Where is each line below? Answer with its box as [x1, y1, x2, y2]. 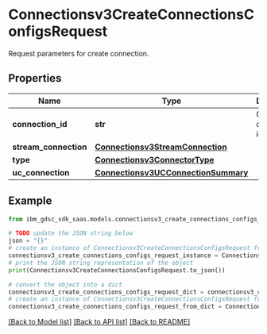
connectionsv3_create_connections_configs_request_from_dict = [8, 303, 222, 311]
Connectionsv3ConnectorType [95, 154, 215, 165]
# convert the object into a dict [8, 280, 123, 289]
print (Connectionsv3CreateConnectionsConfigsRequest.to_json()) [8, 266, 226, 274]
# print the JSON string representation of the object [8, 259, 194, 267]
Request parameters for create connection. [8, 48, 149, 58]
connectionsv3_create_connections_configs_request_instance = [8, 251, 219, 259]
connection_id [12, 118, 68, 129]
